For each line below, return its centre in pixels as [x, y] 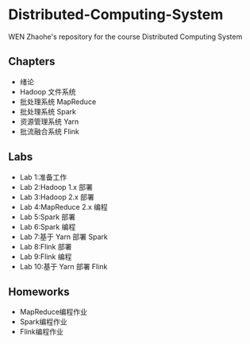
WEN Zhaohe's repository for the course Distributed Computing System [125, 37]
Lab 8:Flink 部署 [46, 246]
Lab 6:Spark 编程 [48, 226]
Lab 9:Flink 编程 [46, 257]
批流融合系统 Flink [49, 131]
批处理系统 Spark [48, 111]
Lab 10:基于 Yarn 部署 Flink [63, 266]
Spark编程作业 [43, 322]
